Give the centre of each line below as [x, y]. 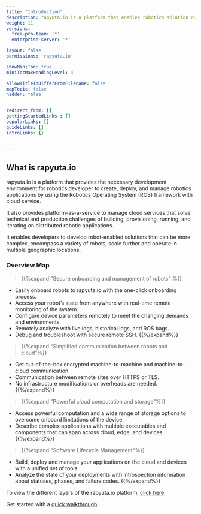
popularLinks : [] [28, 122]
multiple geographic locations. [44, 250]
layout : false [24, 51]
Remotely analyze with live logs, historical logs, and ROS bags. [92, 328]
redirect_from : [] [29, 111]
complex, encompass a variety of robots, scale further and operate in [92, 244]
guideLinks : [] [25, 127]
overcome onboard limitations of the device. [69, 419]
